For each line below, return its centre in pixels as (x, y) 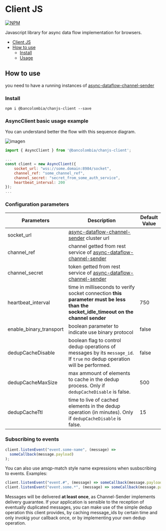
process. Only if (87, 385)
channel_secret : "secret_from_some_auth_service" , (67, 178)
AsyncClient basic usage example (47, 121)
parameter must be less (97, 299)
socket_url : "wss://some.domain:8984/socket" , (63, 169)
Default (149, 217)
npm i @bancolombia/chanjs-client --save (48, 109)
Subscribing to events (32, 439)
